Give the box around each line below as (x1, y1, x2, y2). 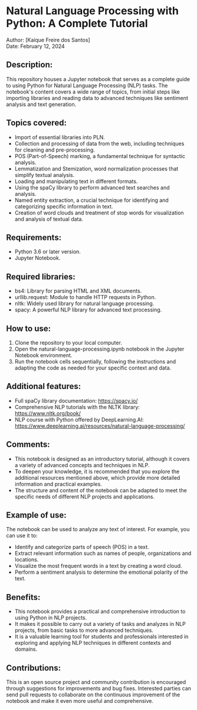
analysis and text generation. (6, 101, 77, 108)
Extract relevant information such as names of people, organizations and (14, 550, 192, 557)
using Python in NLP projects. (14, 614, 87, 621)
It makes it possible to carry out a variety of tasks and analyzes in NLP (14, 621, 186, 628)
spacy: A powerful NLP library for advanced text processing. (14, 306, 162, 313)
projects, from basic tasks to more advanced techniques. (14, 627, 153, 634)
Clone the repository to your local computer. (14, 339, 123, 346)
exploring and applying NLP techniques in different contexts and (14, 640, 172, 647)
